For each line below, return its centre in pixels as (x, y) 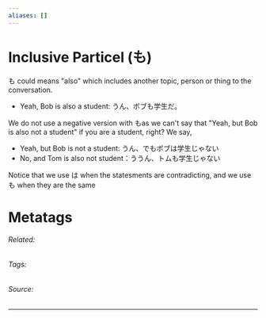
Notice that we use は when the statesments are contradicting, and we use (130, 174)
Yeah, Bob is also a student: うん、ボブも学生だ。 (101, 106)
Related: (22, 239)
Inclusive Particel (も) (80, 57)
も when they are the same (52, 185)
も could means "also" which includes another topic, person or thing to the (130, 81)
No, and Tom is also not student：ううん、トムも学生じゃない (120, 158)
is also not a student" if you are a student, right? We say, (100, 132)
